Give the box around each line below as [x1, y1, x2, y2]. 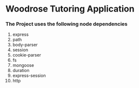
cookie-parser [12, 52, 41, 58]
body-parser [12, 42, 38, 48]
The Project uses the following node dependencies [5, 21, 128, 28]
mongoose [12, 62, 34, 68]
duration [12, 68, 30, 73]
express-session [12, 73, 46, 78]
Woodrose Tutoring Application [5, 3, 135, 15]
